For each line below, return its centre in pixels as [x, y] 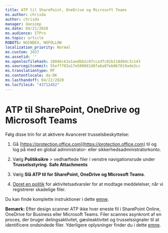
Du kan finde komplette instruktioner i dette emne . [57, 199]
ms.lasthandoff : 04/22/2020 [35, 80]
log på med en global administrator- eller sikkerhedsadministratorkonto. [87, 149]
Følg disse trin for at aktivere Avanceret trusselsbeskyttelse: [67, 134]
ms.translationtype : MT [30, 71]
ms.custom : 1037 [22, 52]
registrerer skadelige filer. [39, 189]
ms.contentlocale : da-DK [31, 75]
